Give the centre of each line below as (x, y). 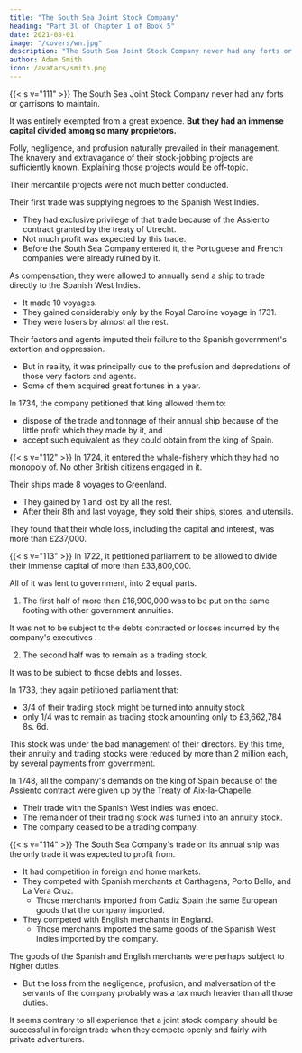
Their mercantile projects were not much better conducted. (119, 184)
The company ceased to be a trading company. (110, 826)
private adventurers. (47, 1039)
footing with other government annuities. (98, 610)
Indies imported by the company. (97, 938)
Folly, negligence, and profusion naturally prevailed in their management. (145, 148)
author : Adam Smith (46, 60)
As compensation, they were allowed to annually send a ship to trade (137, 275)
